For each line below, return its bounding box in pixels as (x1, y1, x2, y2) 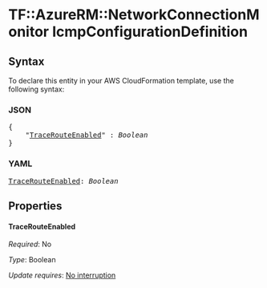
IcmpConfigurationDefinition (51, 22, 249, 41)
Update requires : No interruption (8, 270, 116, 280)
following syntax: (8, 84, 65, 94)
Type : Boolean (8, 255, 56, 265)
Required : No (8, 239, 52, 249)
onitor (8, 22, 50, 41)
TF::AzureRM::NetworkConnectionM (8, 6, 260, 24)
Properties (8, 199, 63, 213)
